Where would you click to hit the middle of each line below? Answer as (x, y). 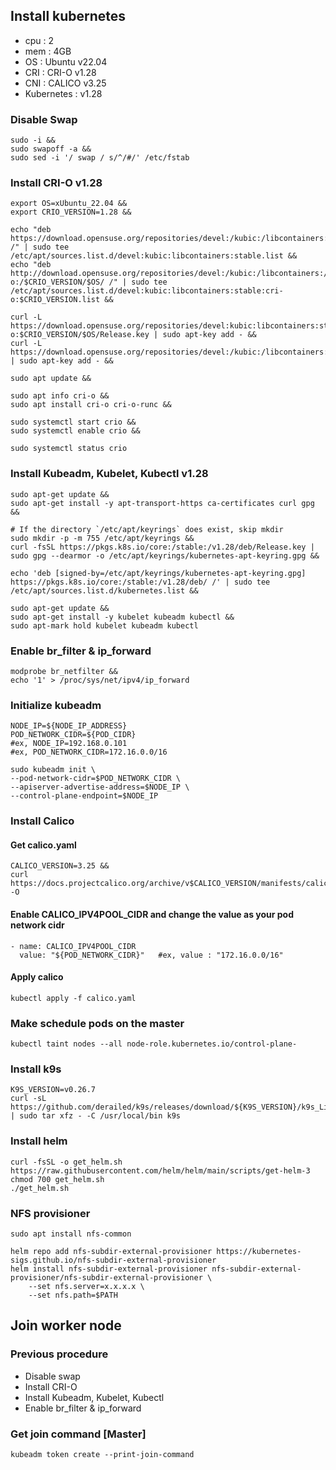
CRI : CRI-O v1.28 (60, 72)
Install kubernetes (68, 16)
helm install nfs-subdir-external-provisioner (109, 1269)
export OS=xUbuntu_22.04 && (69, 204)
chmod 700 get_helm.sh (57, 1179)
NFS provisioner (50, 1213)
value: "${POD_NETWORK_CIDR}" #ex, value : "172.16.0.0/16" (151, 955)
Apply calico (37, 977)
